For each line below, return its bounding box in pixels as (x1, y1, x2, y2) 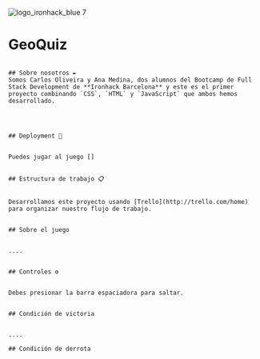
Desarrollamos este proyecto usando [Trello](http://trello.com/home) (8, 197, 249, 205)
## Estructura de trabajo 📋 (8, 174, 105, 183)
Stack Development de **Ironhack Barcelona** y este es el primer (8, 82, 234, 91)
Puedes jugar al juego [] (8, 153, 94, 161)
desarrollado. (8, 97, 56, 105)
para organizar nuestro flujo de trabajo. (8, 205, 152, 213)
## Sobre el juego (8, 225, 70, 233)
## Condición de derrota (8, 345, 91, 353)
